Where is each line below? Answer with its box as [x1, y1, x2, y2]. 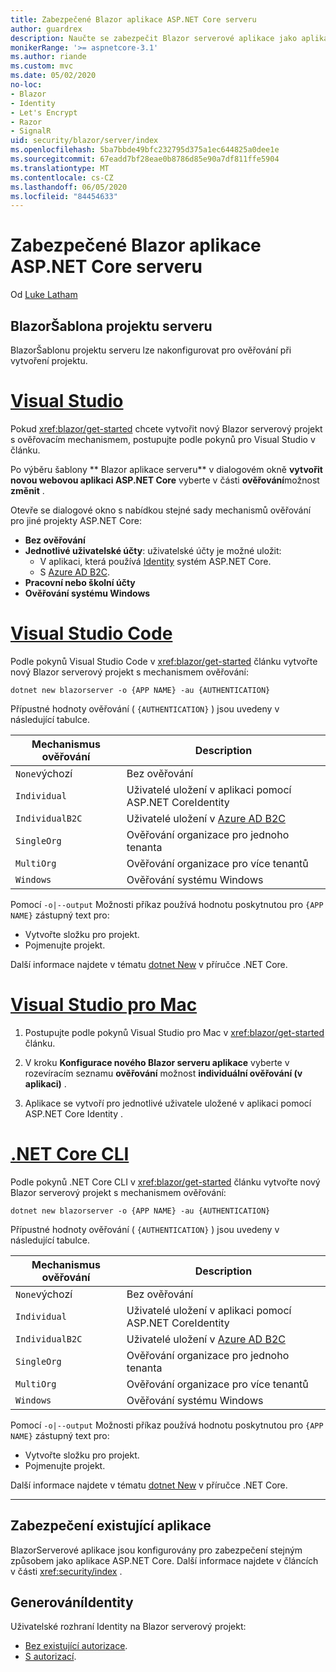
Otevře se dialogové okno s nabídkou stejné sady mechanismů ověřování [10, 504, 312, 516]
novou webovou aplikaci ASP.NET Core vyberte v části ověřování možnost [10, 474, 320, 486]
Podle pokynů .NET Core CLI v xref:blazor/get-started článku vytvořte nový [10, 1176, 321, 1188]
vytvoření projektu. [10, 355, 88, 366]
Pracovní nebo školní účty [24, 576, 136, 588]
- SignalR [10, 126, 52, 136]
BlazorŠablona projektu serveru [10, 317, 213, 335]
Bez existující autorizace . [24, 1640, 128, 1652]
